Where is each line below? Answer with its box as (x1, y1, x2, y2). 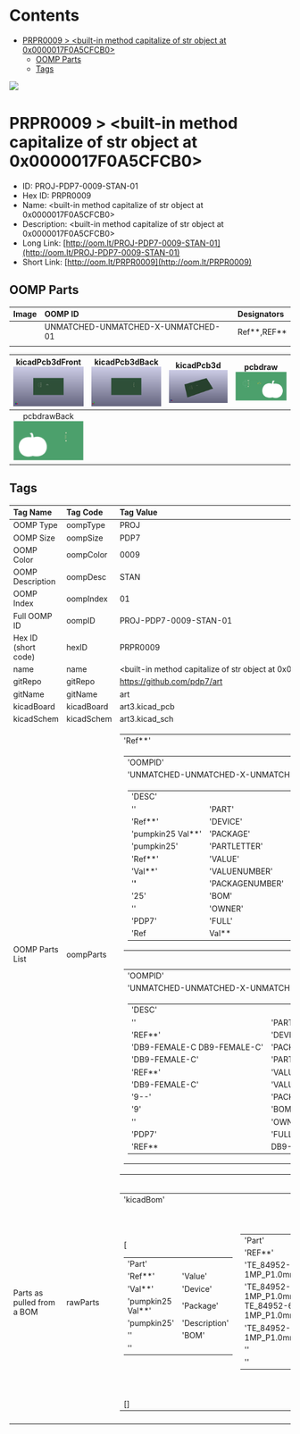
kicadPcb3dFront (15, 356, 82, 367)
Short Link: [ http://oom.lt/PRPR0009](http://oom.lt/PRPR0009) (21, 256, 253, 267)
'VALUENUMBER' (209, 866, 274, 876)
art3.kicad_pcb (119, 700, 176, 711)
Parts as (12, 1287, 44, 1298)
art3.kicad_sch (119, 714, 174, 725)
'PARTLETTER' (209, 841, 263, 851)
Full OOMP (12, 610, 53, 621)
